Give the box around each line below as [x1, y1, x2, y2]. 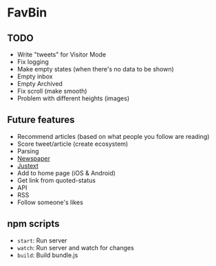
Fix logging [17, 58, 50, 66]
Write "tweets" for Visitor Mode [17, 50, 107, 58]
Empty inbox [17, 72, 53, 80]
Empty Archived [17, 80, 63, 87]
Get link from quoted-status [17, 176, 96, 184]
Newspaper [17, 154, 50, 162]
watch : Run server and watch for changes [17, 243, 134, 252]
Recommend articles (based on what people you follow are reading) [17, 132, 210, 140]
